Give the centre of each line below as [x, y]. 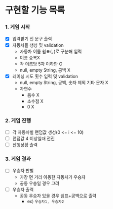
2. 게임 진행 [18, 120]
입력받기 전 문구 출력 [32, 39]
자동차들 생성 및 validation [38, 45]
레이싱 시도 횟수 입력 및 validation [45, 76]
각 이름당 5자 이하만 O [41, 64]
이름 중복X [30, 57]
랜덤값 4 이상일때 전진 [34, 139]
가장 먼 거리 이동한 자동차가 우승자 [53, 177]
